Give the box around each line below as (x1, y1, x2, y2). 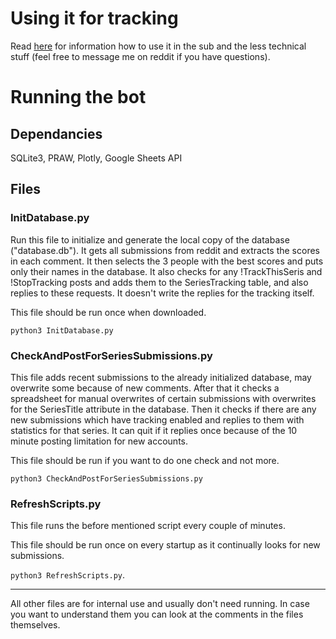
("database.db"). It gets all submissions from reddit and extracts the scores (10, 244, 320, 256)
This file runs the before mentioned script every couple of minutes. (10, 520, 286, 532)
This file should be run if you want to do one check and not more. (10, 454, 280, 466)
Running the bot (10, 86, 147, 109)
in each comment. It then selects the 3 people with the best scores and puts (10, 255, 324, 267)
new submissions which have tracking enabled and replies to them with (10, 413, 305, 426)
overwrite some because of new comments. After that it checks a (10, 382, 280, 394)
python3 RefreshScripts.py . (10, 569, 126, 581)
